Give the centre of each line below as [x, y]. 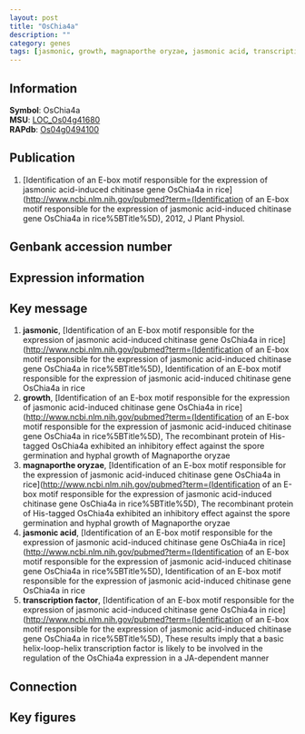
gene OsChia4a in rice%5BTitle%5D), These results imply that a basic [153, 639]
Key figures [43, 718]
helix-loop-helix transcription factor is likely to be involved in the [143, 649]
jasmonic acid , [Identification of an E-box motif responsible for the [148, 533]
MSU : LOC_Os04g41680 [55, 120]
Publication [42, 158]
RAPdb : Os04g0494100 [54, 129]
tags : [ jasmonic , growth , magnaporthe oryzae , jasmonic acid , [129, 52]
